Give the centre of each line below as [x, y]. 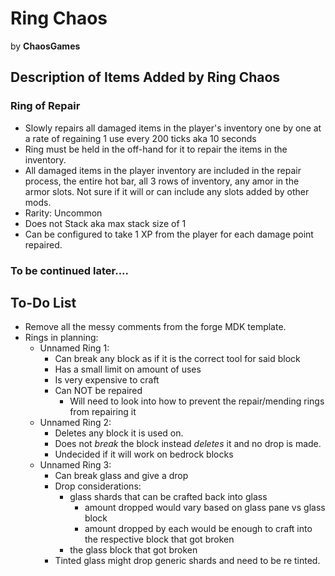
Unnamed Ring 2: [75, 423]
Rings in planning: [61, 338]
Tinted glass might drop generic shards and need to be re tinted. [187, 561]
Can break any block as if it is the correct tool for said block [177, 359]
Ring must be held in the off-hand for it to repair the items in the [156, 149]
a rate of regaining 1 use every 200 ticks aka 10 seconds [140, 138]
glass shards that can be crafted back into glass [168, 497]
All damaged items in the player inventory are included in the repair [163, 170]
